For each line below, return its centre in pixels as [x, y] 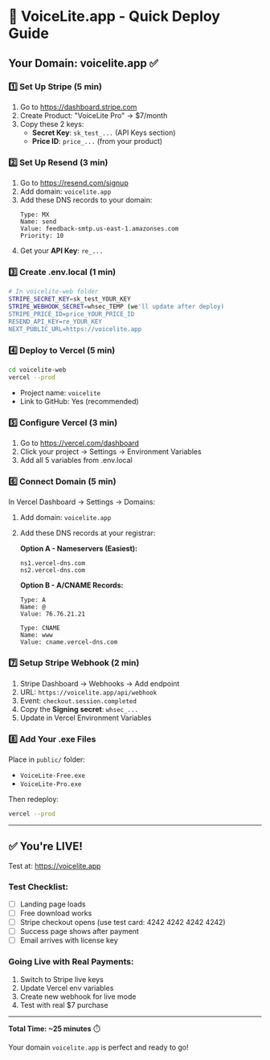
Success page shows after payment [79, 931]
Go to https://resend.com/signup [74, 183]
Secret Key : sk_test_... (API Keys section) [104, 133]
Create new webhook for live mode [78, 997]
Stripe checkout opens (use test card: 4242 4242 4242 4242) [123, 923]
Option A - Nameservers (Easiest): [79, 549]
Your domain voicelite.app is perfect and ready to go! [98, 1047]
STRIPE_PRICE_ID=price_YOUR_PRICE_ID [72, 314]
